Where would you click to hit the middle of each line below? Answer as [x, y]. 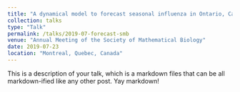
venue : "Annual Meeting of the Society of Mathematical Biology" [106, 40]
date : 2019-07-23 [33, 47]
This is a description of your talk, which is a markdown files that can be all [116, 73]
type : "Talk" [27, 27]
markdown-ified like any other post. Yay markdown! [83, 81]
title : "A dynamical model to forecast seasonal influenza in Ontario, [116, 14]
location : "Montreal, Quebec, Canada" [65, 54]
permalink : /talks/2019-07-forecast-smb [69, 34]
